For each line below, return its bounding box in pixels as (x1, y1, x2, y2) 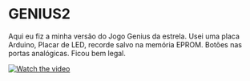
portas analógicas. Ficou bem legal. (8, 48, 127, 58)
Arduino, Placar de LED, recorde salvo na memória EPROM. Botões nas (8, 39, 243, 49)
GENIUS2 (8, 5, 71, 23)
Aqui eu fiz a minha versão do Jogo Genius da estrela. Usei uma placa (8, 31, 240, 41)
